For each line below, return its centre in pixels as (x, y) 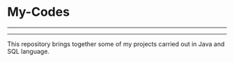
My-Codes (39, 12)
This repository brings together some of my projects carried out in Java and (116, 44)
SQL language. (29, 51)
